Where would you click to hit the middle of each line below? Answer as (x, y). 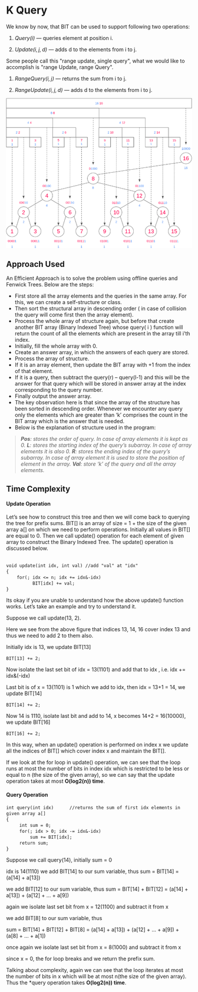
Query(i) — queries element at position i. (64, 38)
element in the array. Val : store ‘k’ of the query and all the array (98, 464)
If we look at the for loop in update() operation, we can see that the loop (93, 762)
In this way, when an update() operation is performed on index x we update (97, 744)
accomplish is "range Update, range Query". (60, 67)
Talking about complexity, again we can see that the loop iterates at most (95, 970)
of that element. (34, 371)
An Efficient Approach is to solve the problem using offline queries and (92, 278)
